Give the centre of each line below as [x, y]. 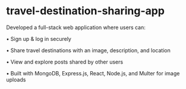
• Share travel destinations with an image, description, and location [88, 50]
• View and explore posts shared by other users [65, 62]
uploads [16, 80]
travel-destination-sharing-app [86, 11]
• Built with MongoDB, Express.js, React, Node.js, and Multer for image [93, 73]
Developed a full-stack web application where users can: [76, 27]
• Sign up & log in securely [39, 39]
